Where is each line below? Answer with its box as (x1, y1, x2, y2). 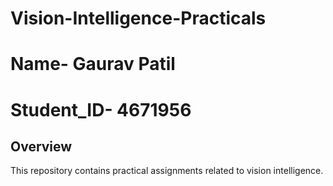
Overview (10, 138, 73, 155)
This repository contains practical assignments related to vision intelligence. (10, 165, 324, 177)
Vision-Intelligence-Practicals (10, 7, 267, 30)
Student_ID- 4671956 (10, 98, 192, 121)
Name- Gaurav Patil (10, 53, 176, 76)
